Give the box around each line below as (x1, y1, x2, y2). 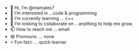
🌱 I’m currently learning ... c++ (10, 15, 74, 21)
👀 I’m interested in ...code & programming (10, 10, 97, 16)
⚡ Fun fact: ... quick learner (10, 39, 67, 45)
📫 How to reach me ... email (10, 26, 70, 32)
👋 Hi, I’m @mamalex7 (10, 5, 55, 10)
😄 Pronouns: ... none (10, 33, 55, 39)
